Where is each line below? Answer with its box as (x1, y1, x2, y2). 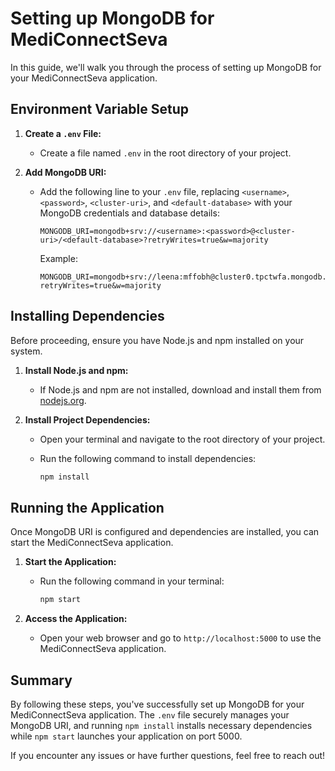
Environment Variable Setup (10, 101, 189, 118)
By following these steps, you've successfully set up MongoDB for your (10, 698, 305, 710)
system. (10, 345, 43, 357)
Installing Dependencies (10, 308, 165, 325)
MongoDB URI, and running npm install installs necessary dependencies (10, 719, 313, 731)
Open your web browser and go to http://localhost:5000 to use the (39, 632, 322, 644)
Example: (39, 252, 78, 264)
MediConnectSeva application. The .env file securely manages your (10, 708, 290, 721)
